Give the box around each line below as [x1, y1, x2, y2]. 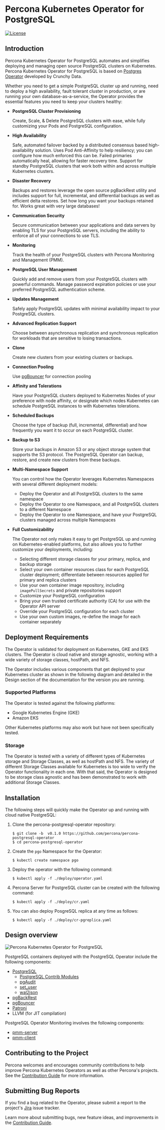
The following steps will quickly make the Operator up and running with [5, 807, 149, 813]
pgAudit [19, 979, 36, 985]
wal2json [19, 989, 38, 995]
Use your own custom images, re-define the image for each [19, 614, 141, 619]
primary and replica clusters [19, 577, 77, 582]
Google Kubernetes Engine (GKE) [12, 710, 80, 716]
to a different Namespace [19, 506, 71, 512]
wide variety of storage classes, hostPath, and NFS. [5, 656, 110, 662]
